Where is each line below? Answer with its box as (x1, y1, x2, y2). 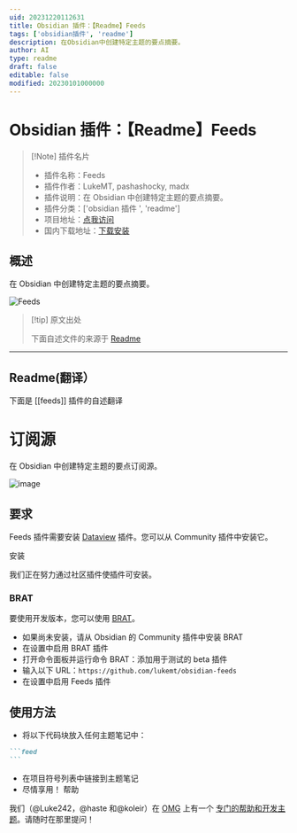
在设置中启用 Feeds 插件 (21, 676, 111, 687)
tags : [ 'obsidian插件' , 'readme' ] (9, 29, 134, 38)
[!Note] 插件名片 (30, 151, 90, 161)
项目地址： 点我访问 (43, 214, 115, 224)
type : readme (9, 54, 57, 63)
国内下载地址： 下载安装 (43, 225, 130, 236)
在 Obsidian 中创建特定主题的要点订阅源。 (9, 461, 163, 471)
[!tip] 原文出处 (30, 315, 82, 325)
